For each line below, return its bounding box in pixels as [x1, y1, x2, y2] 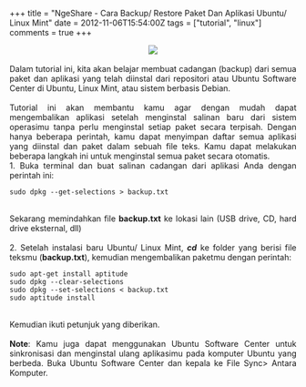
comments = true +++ [9, 27, 93, 37]
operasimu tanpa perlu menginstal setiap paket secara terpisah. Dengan [9, 122, 297, 132]
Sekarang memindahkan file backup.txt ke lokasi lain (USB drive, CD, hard [9, 213, 297, 224]
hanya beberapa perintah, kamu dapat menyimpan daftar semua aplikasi [9, 131, 297, 142]
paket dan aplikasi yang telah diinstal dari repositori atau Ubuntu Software [9, 73, 297, 84]
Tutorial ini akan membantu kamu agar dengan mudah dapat [9, 102, 297, 113]
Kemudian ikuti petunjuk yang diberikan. [9, 319, 160, 330]
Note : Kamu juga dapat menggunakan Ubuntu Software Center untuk [9, 339, 297, 349]
